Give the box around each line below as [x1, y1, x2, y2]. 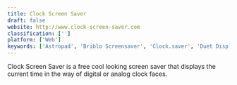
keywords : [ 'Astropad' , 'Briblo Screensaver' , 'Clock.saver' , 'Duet [7, 43, 213, 50]
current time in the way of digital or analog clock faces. [7, 70, 168, 78]
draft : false [7, 17, 46, 24]
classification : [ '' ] [7, 30, 71, 37]
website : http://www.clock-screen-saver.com [7, 23, 140, 30]
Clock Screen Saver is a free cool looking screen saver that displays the [7, 63, 217, 70]
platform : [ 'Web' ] [7, 37, 61, 44]
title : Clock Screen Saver [7, 10, 87, 18]
